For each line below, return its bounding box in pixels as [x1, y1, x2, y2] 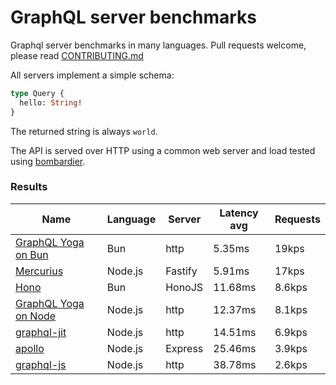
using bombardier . [10, 155, 86, 167]
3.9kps [274, 341, 308, 355]
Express [165, 341, 204, 355]
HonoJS [165, 280, 204, 294]
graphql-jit [15, 325, 67, 339]
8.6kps [274, 280, 308, 294]
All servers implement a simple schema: [10, 69, 175, 81]
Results [10, 180, 48, 194]
